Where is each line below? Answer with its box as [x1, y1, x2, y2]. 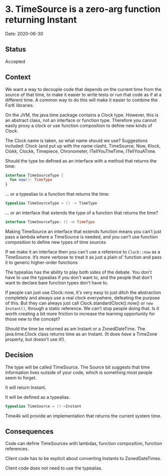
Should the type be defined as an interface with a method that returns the [5, 157, 157, 163]
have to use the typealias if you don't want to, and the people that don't [5, 274, 152, 280]
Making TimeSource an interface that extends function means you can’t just [5, 228, 161, 234]
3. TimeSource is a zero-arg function [5, 3, 161, 15]
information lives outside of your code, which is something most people [5, 369, 152, 375]
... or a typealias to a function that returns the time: [5, 191, 110, 197]
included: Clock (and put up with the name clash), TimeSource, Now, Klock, [5, 142, 161, 148]
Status [5, 45, 26, 53]
